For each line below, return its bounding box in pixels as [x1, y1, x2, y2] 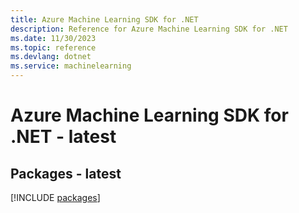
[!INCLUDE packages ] [10, 192, 101, 203]
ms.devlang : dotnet [10, 52, 92, 62]
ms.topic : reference [10, 42, 97, 53]
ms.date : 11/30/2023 [10, 33, 97, 43]
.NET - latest [10, 126, 117, 148]
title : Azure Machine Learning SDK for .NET [10, 14, 199, 25]
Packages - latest [10, 165, 122, 182]
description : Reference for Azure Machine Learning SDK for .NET [10, 24, 288, 34]
